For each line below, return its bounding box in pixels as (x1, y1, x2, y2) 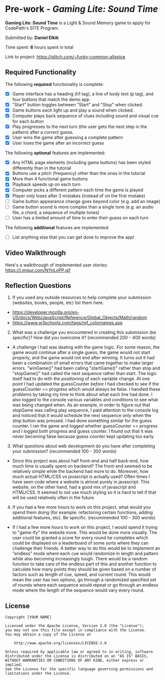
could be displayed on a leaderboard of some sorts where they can (12, 540, 149, 546)
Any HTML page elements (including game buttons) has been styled (12, 160, 151, 166)
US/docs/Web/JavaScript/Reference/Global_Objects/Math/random (12, 315, 147, 321)
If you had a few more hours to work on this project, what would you (12, 504, 151, 510)
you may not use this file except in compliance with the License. (5, 628, 147, 633)
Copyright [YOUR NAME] (5, 615, 52, 620)
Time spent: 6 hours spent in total (5, 44, 74, 50)
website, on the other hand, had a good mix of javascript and (12, 484, 136, 490)
